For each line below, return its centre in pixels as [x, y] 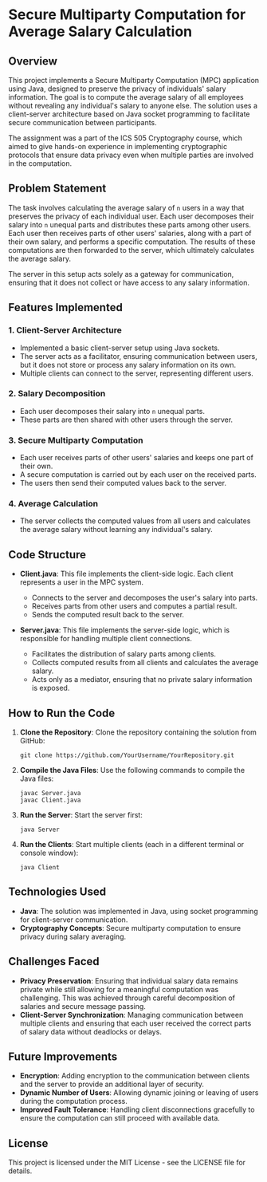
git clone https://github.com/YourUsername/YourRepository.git [127, 755]
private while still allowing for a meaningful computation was [119, 989]
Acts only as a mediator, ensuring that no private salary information [142, 680]
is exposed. [51, 688]
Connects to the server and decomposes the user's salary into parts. [145, 598]
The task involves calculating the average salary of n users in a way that [126, 207]
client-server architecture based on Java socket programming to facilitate [129, 114]
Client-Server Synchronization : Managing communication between [132, 1015]
